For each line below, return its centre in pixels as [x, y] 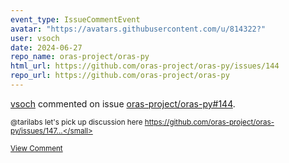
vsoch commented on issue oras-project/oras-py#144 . [123, 103]
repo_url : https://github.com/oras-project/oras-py [120, 76]
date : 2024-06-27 [46, 47]
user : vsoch [35, 38]
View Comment [36, 148]
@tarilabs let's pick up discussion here [76, 122]
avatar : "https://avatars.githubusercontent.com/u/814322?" [138, 29]
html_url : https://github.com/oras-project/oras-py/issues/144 [145, 66]
